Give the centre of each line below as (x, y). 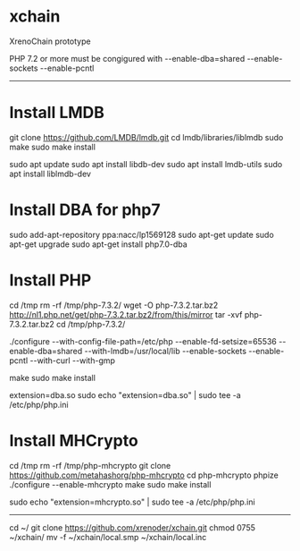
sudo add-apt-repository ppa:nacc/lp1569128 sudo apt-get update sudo (142, 234)
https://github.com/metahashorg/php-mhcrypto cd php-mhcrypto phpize (144, 475)
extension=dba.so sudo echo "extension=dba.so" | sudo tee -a (125, 394)
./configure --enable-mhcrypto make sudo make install (110, 484)
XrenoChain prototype (50, 41)
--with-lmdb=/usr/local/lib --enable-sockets (166, 351)
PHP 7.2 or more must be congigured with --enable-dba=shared (127, 58)
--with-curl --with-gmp (73, 360)
